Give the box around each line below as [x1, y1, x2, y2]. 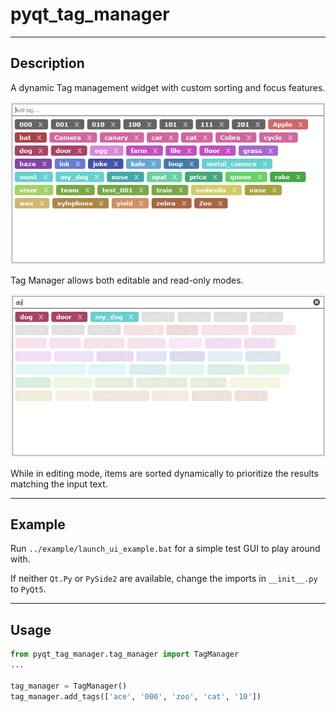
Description [10, 55, 85, 72]
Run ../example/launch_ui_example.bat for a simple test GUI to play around [10, 543, 321, 555]
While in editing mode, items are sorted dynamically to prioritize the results [10, 467, 319, 479]
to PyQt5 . [10, 583, 47, 595]
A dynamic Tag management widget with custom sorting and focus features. [10, 81, 326, 93]
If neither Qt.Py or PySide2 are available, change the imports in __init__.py [10, 573, 318, 585]
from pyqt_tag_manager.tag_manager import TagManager [10, 649, 240, 660]
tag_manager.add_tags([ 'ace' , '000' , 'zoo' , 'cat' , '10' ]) [10, 691, 262, 702]
